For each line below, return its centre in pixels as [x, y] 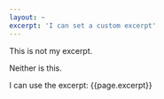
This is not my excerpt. [51, 50]
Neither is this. [35, 68]
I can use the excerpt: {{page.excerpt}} [81, 85]
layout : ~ [27, 17]
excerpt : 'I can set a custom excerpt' [83, 26]
